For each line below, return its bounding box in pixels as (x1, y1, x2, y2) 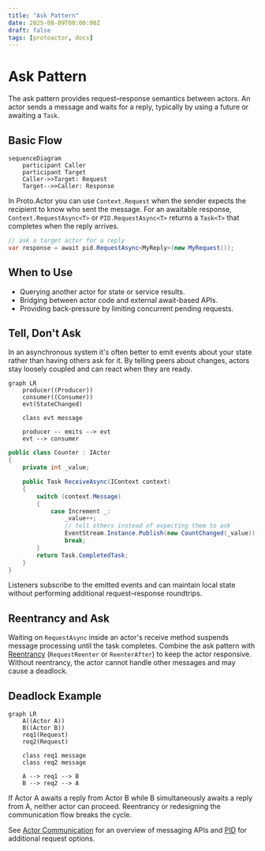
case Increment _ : (50, 507, 111, 515)
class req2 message (22, 758, 87, 766)
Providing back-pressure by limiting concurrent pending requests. (19, 304, 234, 313)
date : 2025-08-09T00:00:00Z (8, 19, 101, 27)
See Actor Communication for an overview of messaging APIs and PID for (8, 826, 247, 834)
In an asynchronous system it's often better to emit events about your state (8, 347, 252, 357)
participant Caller (22, 161, 87, 169)
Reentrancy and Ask (8, 611, 110, 625)
